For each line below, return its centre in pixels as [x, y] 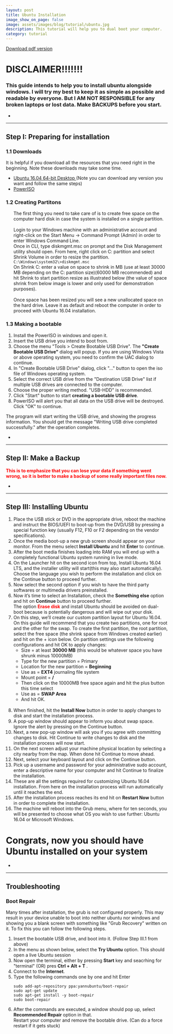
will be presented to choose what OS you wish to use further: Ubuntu [86, 814]
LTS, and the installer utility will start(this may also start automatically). [88, 568]
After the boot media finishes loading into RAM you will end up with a [86, 552]
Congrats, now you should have [75, 840]
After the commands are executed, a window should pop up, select [84, 1009]
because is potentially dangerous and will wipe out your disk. [89, 612]
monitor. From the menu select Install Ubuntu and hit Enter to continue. [89, 547]
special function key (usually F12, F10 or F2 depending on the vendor [86, 530]
